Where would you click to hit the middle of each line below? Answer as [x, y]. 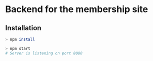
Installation [23, 28]
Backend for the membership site [77, 9]
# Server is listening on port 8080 [44, 53]
